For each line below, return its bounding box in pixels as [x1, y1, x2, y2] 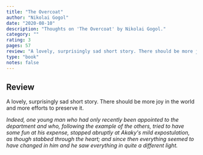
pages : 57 [6, 43, 31, 49]
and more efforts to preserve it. [6, 104, 84, 112]
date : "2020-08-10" [6, 20, 56, 26]
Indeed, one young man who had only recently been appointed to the [6, 116, 179, 124]
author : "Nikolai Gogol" [6, 15, 69, 21]
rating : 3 [6, 37, 31, 43]
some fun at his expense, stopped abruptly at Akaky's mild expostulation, [6, 129, 190, 136]
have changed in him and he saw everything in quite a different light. [6, 142, 178, 149]
